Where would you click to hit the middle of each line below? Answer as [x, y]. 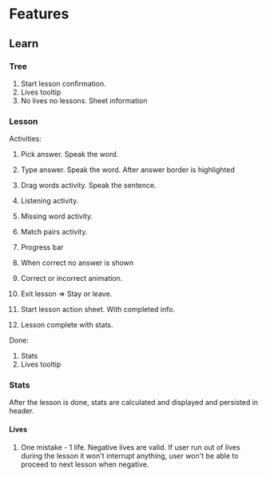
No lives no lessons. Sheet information [84, 100]
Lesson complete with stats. [67, 325]
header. [22, 411]
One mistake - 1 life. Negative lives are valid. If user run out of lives [130, 447]
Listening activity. [50, 201]
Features [39, 14]
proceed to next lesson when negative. [85, 464]
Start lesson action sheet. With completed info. [97, 310]
